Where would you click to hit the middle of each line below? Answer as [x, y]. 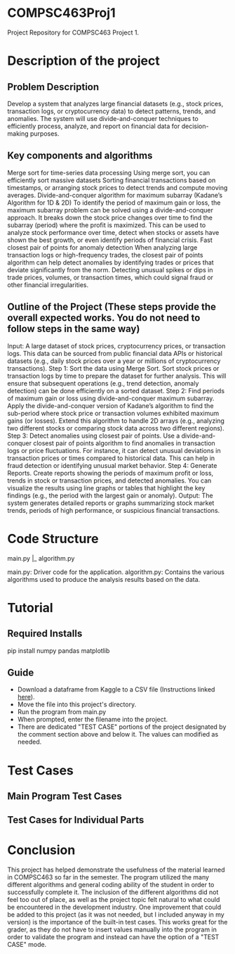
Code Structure [53, 539]
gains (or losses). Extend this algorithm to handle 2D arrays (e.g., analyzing [116, 421]
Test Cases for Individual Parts [76, 820]
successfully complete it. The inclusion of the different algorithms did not [113, 892]
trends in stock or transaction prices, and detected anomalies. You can [109, 481]
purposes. [45, 133]
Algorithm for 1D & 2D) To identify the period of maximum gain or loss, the [114, 203]
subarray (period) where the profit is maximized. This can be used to [107, 225]
